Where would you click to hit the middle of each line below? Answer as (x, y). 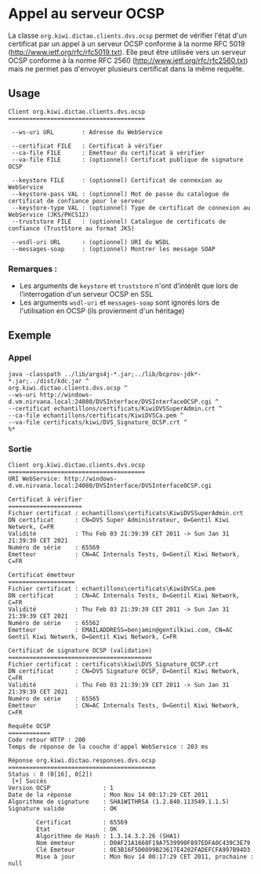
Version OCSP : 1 (61, 788)
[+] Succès (29, 781)
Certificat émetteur (42, 575)
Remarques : (33, 269)
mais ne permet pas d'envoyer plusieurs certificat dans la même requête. (126, 68)
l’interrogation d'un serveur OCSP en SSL (86, 294)
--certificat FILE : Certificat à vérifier (87, 146)
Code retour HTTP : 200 (47, 740)
